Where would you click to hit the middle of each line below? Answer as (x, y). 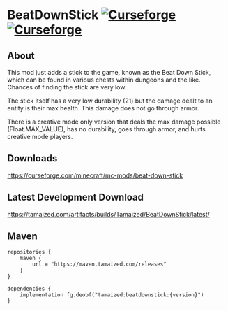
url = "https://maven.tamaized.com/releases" (100, 265)
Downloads (32, 158)
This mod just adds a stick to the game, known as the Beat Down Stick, (109, 72)
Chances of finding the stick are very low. (67, 87)
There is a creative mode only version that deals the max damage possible (114, 122)
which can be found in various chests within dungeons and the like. (104, 80)
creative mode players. (40, 137)
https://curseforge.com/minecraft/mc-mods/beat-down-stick (95, 175)
